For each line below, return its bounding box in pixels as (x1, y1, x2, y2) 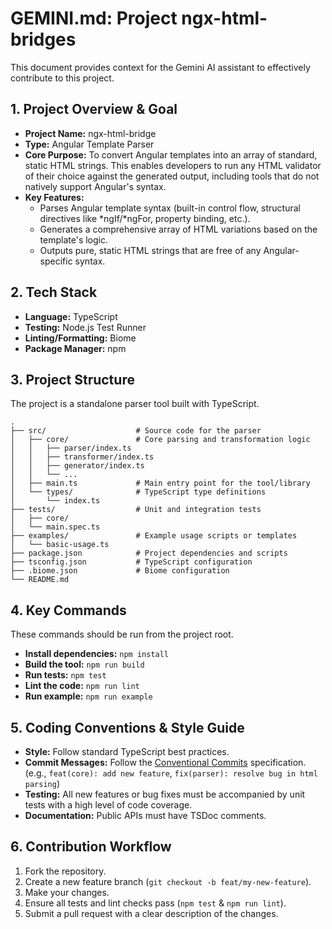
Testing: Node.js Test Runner (24, 321, 147, 333)
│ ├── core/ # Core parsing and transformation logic (10, 435, 311, 445)
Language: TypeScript (24, 310, 118, 322)
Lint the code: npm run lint (24, 680, 140, 692)
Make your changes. (24, 886, 110, 898)
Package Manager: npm (24, 342, 127, 354)
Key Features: (24, 191, 85, 203)
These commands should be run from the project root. (10, 628, 234, 641)
